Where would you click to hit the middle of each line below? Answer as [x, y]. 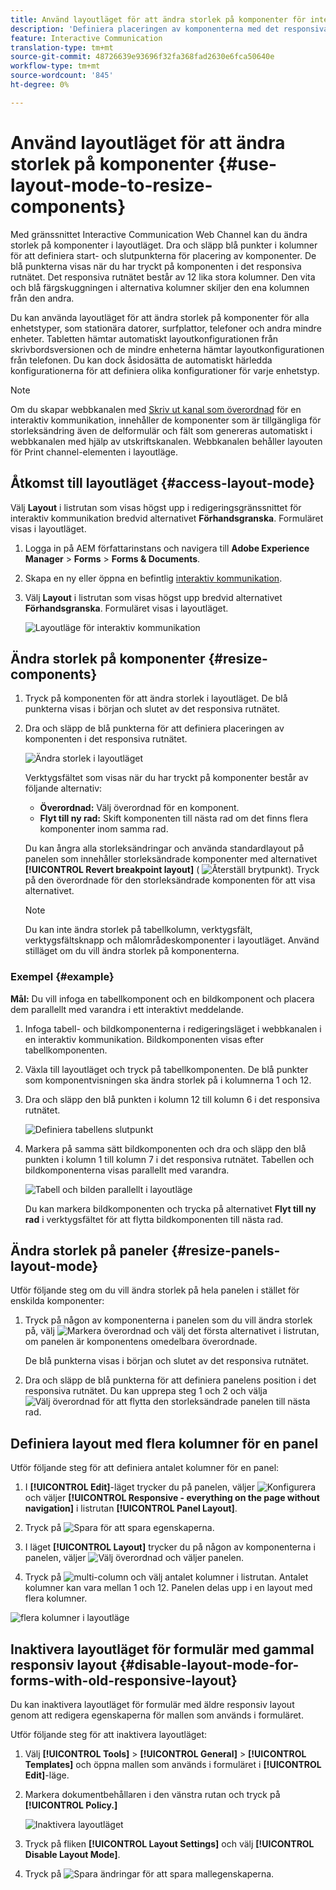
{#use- [248, 163]
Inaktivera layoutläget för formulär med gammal [162, 1649]
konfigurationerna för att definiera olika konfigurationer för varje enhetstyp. [165, 370]
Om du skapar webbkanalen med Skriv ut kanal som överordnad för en [156, 409]
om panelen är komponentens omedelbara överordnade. [141, 1342]
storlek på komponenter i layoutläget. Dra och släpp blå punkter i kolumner [164, 245]
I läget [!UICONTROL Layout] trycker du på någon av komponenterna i [170, 1547]
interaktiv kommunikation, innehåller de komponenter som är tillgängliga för [166, 420]
